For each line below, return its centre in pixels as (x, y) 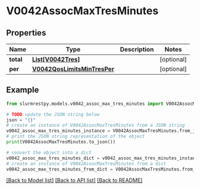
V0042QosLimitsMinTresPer (73, 69)
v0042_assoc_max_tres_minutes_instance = (58, 131)
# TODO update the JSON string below (53, 114)
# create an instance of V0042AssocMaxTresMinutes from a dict (86, 164)
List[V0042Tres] (56, 59)
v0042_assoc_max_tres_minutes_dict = (53, 158)
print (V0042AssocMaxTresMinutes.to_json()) (61, 142)
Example (23, 90)
